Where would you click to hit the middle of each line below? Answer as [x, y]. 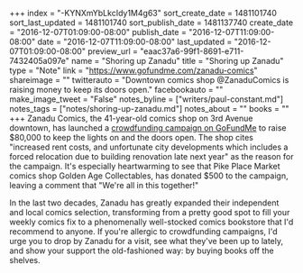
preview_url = [112, 51]
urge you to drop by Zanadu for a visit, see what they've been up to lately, [147, 241]
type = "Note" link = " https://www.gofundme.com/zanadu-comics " [134, 70]
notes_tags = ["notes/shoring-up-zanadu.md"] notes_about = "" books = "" [149, 109]
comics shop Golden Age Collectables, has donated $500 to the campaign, [149, 176]
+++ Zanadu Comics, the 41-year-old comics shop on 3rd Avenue [131, 118]
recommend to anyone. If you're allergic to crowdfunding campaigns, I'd [143, 232]
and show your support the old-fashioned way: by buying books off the [142, 250]
